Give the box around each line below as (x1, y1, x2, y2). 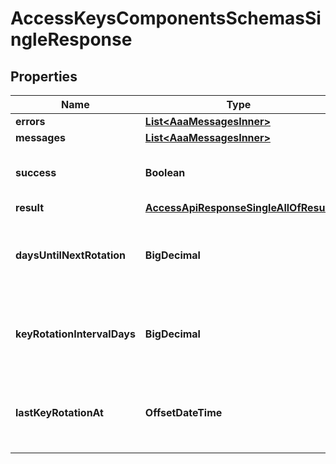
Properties (10, 68, 78, 85)
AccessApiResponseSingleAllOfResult (144, 201, 332, 214)
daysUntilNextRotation (15, 248, 127, 262)
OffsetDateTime (144, 406, 223, 419)
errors (15, 115, 46, 128)
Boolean (144, 166, 186, 179)
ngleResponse (10, 28, 133, 51)
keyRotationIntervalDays (15, 327, 136, 341)
